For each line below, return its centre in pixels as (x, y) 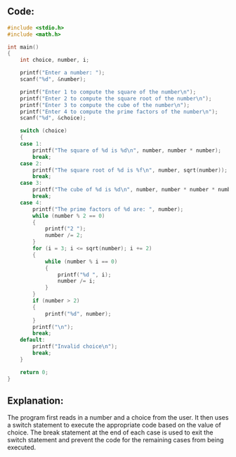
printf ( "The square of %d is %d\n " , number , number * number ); (127, 150)
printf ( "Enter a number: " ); (63, 73)
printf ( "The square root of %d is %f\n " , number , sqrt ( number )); (130, 170)
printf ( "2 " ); (65, 229)
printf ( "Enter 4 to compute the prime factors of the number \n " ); (119, 112)
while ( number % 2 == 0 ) (69, 216)
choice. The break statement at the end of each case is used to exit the (110, 432)
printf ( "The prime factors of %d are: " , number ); (108, 209)
